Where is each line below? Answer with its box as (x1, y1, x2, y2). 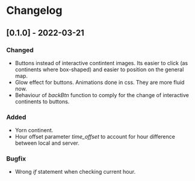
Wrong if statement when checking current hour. (14, 168, 136, 176)
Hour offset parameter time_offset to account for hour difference (14, 133, 176, 141)
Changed (6, 46, 34, 54)
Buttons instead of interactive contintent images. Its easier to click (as (14, 59, 188, 66)
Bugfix (6, 154, 26, 163)
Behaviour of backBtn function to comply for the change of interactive (14, 91, 190, 98)
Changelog (6, 4, 63, 17)
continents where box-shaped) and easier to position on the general (14, 66, 184, 73)
